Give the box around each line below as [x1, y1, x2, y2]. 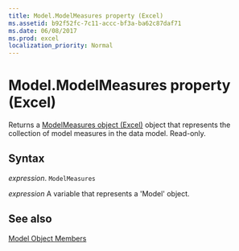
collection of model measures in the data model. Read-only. [8, 129, 207, 138]
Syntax [8, 152, 45, 166]
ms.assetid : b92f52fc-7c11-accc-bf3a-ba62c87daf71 [8, 19, 182, 27]
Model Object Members [8, 233, 87, 243]
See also [8, 212, 52, 226]
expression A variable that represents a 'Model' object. [8, 188, 191, 198]
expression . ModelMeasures [8, 173, 96, 183]
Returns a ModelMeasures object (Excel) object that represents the [8, 120, 231, 130]
